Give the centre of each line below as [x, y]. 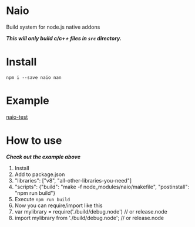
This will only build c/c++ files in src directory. [64, 38]
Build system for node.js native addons [53, 27]
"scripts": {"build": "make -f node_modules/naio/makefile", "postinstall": [102, 187]
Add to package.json [40, 174]
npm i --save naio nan [34, 77]
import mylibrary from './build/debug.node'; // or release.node [89, 218]
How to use [34, 140]
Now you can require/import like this [58, 205]
